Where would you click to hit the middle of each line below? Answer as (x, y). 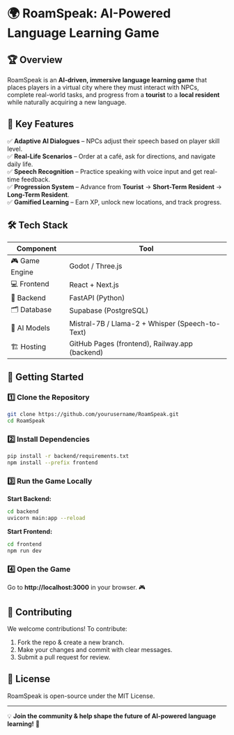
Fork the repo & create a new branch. (71, 642)
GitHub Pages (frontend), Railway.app (131, 343)
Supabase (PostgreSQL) (109, 311)
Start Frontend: (30, 532)
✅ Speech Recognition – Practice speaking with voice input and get (105, 171)
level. (15, 149)
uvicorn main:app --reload (46, 518)
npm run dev (24, 551)
